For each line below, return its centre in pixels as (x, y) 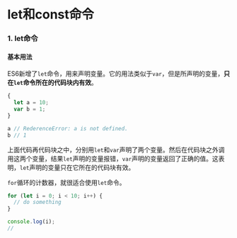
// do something (37, 203)
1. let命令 (23, 38)
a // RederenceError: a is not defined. (68, 128)
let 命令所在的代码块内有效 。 (56, 83)
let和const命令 (51, 15)
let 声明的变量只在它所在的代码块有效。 (77, 167)
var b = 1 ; (30, 109)
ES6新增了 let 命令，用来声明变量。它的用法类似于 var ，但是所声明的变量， (116, 74)
